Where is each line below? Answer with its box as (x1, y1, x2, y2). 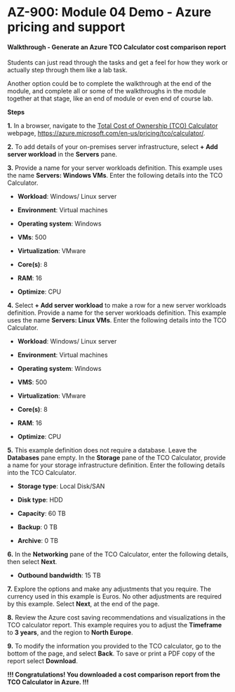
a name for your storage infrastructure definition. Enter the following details (7, 461, 225, 469)
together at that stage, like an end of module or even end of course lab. (7, 94, 214, 103)
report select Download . (7, 657, 79, 665)
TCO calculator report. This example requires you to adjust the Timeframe (7, 621, 222, 629)
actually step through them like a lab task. (7, 66, 128, 74)
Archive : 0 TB (17, 537, 58, 545)
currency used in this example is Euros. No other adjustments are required (7, 592, 222, 601)
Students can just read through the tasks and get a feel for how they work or (7, 58, 228, 67)
